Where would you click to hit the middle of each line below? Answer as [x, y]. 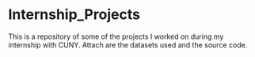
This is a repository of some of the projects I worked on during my [116, 36]
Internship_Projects [74, 15]
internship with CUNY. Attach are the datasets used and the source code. [128, 44]
